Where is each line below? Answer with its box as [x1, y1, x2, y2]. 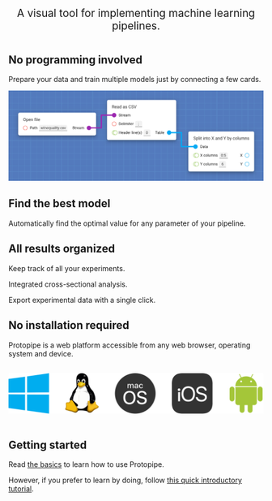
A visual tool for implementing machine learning [16, 6, 256, 19]
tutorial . [8, 484, 34, 494]
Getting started [8, 438, 87, 451]
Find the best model [8, 197, 111, 210]
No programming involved [8, 53, 143, 67]
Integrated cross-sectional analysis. [8, 279, 128, 289]
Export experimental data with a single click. [8, 295, 156, 304]
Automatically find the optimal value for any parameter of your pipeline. [8, 218, 246, 228]
